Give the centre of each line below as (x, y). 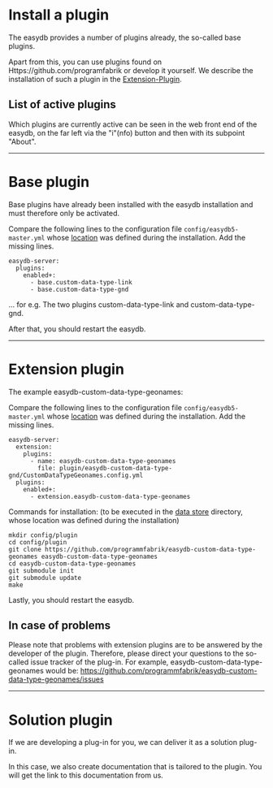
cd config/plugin (38, 542)
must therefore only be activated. (64, 213)
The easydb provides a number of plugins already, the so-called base (125, 37)
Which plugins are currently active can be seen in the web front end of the (133, 124)
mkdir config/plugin (43, 535)
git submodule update (45, 578)
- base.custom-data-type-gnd (79, 289)
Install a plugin (59, 15)
